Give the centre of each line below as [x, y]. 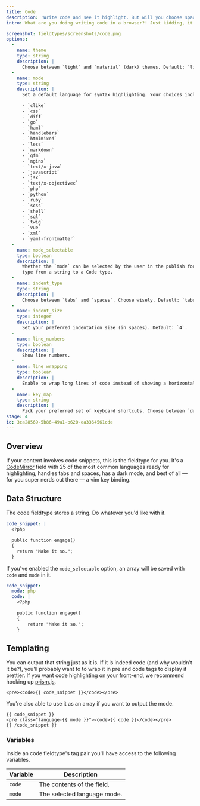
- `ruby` [33, 200]
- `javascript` [41, 172]
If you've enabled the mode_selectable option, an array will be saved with [96, 568]
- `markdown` [38, 150]
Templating [28, 648]
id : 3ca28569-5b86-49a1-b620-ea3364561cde [60, 422]
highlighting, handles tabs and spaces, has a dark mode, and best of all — [97, 473]
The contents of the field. [74, 784]
